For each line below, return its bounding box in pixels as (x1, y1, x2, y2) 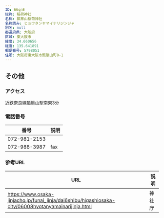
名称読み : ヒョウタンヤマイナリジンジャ (5, 21, 75, 26)
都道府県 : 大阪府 (5, 30, 35, 35)
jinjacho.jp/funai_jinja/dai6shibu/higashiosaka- (7, 196, 116, 203)
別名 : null (5, 25, 26, 30)
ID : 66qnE (5, 7, 25, 12)
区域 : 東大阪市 (5, 35, 32, 40)
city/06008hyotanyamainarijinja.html (7, 203, 92, 210)
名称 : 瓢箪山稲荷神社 (5, 16, 42, 21)
